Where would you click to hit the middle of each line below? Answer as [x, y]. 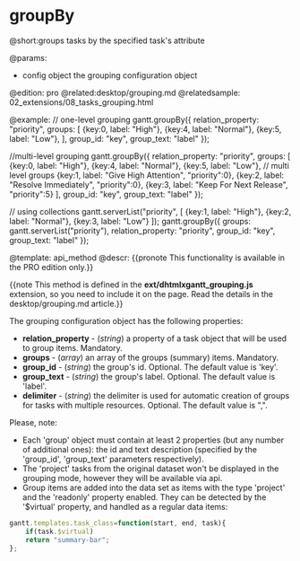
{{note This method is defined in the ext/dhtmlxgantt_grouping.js [131, 285]
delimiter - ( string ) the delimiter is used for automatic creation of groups [156, 395]
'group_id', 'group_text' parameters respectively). [113, 459]
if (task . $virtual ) [60, 531]
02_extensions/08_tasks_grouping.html [81, 102]
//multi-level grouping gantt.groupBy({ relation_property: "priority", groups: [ [150, 156]
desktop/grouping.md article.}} [66, 303]
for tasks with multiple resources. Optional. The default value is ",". [145, 405]
